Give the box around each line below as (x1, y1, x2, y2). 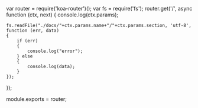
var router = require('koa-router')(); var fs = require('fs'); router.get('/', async (6, 5, 193, 12)
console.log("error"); (27, 48, 83, 54)
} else (17, 53, 33, 59)
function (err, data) (6, 28, 60, 33)
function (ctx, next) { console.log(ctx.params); (6, 11, 119, 18)
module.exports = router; (6, 96, 67, 102)
